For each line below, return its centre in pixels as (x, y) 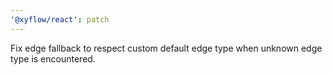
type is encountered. (53, 58)
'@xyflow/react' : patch (60, 19)
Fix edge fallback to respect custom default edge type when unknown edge (166, 48)
